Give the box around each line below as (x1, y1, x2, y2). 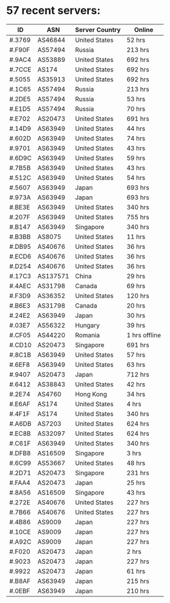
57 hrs (126, 351, 146, 359)
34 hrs (126, 390, 146, 398)
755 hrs (126, 213, 149, 221)
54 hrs (126, 173, 146, 182)
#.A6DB (9, 419, 31, 427)
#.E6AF (9, 400, 30, 408)
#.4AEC (9, 282, 31, 290)
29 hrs (126, 272, 146, 280)
